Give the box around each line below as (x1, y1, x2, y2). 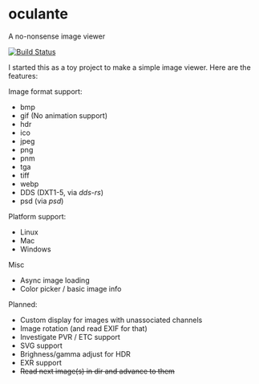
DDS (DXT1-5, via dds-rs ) (19, 187, 104, 197)
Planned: (8, 299, 38, 309)
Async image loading (19, 275, 90, 285)
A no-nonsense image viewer (8, 31, 106, 41)
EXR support (19, 357, 62, 367)
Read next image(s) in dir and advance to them (19, 366, 175, 376)
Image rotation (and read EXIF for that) (19, 323, 148, 333)
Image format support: (8, 86, 83, 96)
